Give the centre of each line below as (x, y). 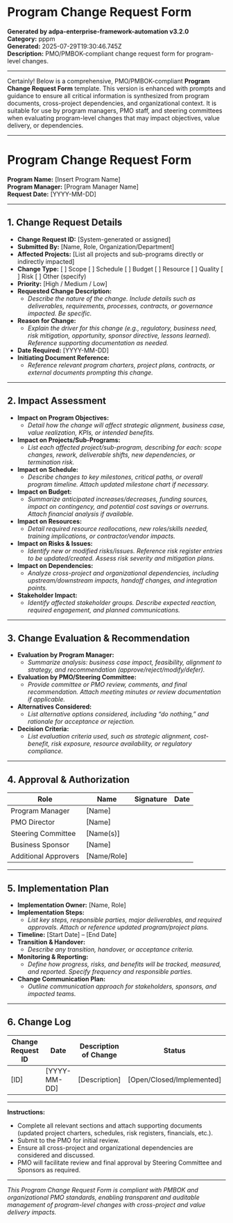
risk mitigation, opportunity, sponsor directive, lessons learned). (119, 336)
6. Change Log (39, 1022)
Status (174, 1050)
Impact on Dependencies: (55, 565)
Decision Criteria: (43, 729)
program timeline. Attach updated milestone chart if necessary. (118, 484)
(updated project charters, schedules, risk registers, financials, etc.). (115, 1133)
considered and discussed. (56, 1155)
